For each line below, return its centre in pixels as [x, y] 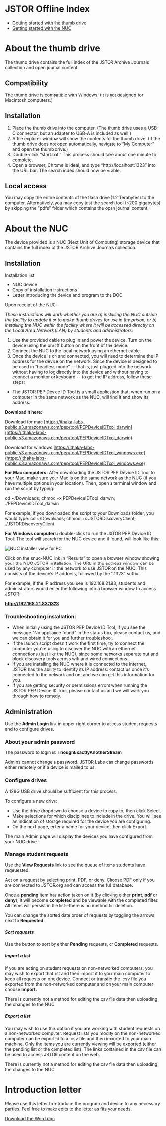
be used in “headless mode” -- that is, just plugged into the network [82, 367]
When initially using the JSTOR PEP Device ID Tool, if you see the [79, 627]
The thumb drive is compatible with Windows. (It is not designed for [74, 95]
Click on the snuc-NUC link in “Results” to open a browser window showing [82, 558]
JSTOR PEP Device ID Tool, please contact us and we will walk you [81, 691]
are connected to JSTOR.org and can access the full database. [69, 885]
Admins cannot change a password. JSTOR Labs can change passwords [79, 762]
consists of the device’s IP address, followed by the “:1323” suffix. [72, 574]
